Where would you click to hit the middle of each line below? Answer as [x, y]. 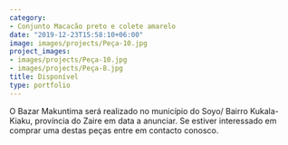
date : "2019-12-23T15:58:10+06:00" [77, 34]
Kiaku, [21, 121]
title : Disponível [44, 77]
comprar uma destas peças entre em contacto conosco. [114, 130]
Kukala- [264, 111]
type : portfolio [40, 85]
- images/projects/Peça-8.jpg [67, 69]
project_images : [40, 52]
